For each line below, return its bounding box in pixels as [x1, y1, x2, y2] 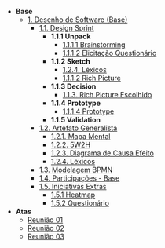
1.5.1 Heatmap [50, 190, 96, 199]
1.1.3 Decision [50, 82, 97, 91]
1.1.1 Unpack [50, 31, 91, 41]
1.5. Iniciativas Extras [38, 182, 107, 191]
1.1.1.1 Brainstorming [62, 40, 126, 49]
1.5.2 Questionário [50, 199, 110, 207]
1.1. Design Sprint [38, 24, 94, 32]
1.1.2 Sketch [50, 57, 90, 66]
